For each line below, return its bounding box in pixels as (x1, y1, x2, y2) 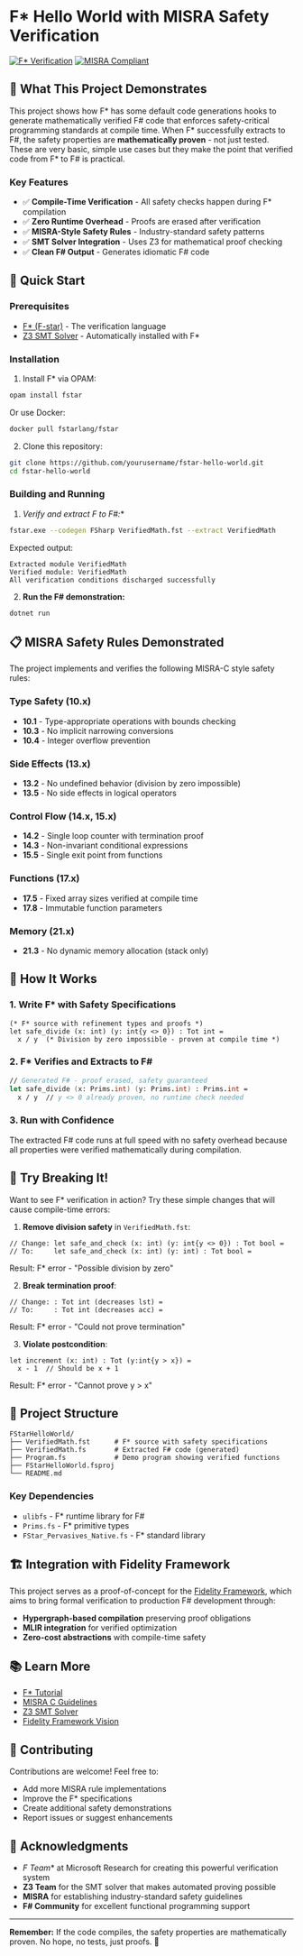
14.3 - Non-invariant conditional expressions (22, 840, 188, 851)
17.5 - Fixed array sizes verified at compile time (22, 893, 198, 904)
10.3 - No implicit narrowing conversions (22, 725, 174, 736)
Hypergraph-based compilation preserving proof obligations (22, 1612, 252, 1623)
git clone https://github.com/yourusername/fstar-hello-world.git (9, 458, 264, 467)
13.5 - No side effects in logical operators (22, 787, 178, 798)
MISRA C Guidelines (22, 1697, 97, 1708)
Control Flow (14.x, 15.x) (9, 810, 117, 822)
